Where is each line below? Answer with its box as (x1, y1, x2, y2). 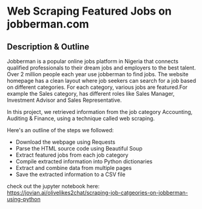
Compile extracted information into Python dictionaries (15, 158, 153, 165)
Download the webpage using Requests (15, 138, 116, 146)
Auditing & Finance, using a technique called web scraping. (7, 115, 155, 122)
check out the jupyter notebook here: (7, 183, 99, 190)
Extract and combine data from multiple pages (15, 165, 132, 171)
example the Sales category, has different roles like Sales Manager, (7, 90, 175, 97)
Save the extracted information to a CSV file (15, 171, 126, 178)
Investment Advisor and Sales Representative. (7, 96, 122, 104)
